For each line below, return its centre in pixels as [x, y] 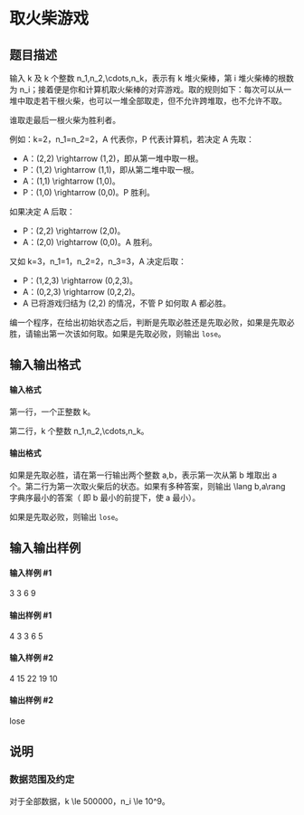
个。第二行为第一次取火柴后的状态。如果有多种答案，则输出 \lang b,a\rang [147, 486]
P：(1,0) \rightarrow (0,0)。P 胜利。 [89, 192]
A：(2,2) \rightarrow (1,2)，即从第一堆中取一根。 [113, 158]
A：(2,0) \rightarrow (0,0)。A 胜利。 [90, 242]
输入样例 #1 [31, 573]
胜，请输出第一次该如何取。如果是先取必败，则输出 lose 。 [118, 334]
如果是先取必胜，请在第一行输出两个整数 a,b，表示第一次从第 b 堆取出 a [143, 475]
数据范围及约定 [42, 780]
